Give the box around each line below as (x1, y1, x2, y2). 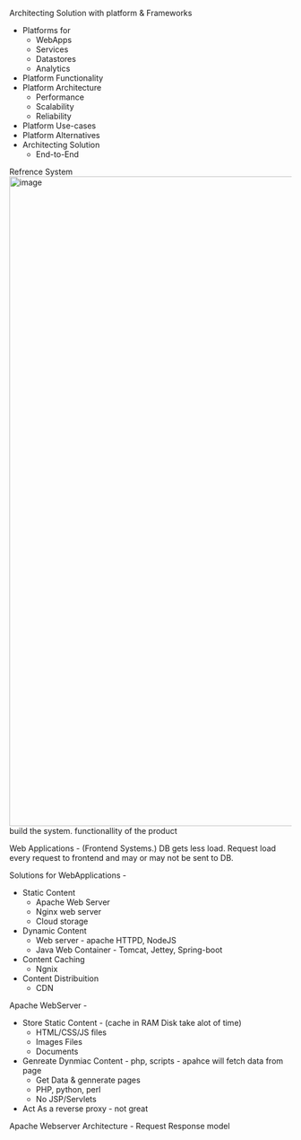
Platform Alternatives (21, 130, 100, 140)
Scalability (35, 101, 74, 111)
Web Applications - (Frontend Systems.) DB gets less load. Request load (9, 843, 276, 854)
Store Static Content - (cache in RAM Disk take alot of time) (21, 1018, 242, 1028)
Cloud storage (35, 916, 89, 926)
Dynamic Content (21, 925, 87, 936)
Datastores (35, 54, 76, 64)
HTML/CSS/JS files (35, 1027, 107, 1038)
